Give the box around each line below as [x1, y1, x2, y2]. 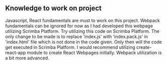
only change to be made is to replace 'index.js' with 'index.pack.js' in [5, 33, 148, 39]
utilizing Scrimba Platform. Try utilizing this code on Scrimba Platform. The [5, 28, 159, 34]
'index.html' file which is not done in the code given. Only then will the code [5, 39, 162, 45]
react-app [5, 49, 26, 55]
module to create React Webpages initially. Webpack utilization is [27, 49, 162, 55]
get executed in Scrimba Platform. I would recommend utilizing [5, 44, 136, 50]
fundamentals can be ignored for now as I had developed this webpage [5, 23, 153, 29]
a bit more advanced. [5, 55, 49, 61]
